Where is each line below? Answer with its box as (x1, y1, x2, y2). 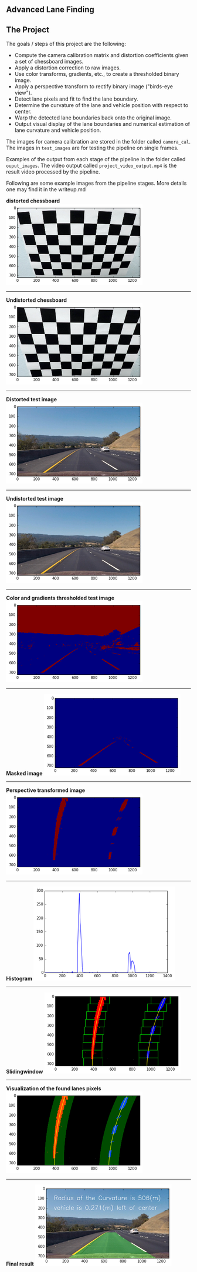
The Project (6, 25, 50, 35)
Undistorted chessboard (6, 297, 67, 304)
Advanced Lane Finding (6, 5, 95, 15)
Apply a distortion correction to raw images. (14, 64, 121, 71)
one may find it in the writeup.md (6, 186, 86, 193)
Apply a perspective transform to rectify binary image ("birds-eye (14, 83, 173, 90)
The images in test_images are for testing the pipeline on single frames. (6, 144, 179, 152)
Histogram (6, 975, 32, 982)
